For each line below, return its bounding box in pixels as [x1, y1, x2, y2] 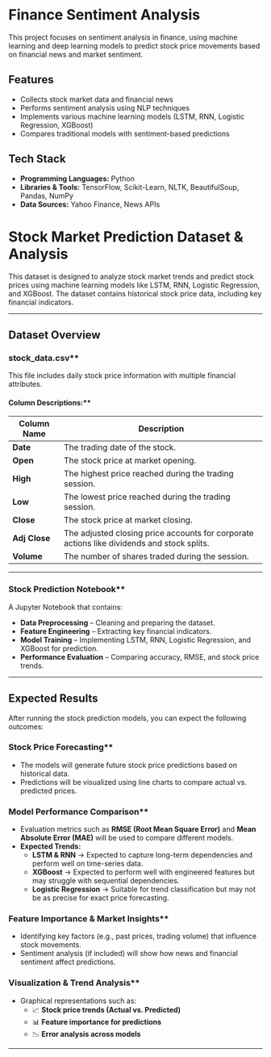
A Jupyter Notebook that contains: [8, 602, 123, 611]
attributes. [8, 380, 43, 389]
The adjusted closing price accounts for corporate [64, 527, 254, 539]
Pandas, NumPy [19, 191, 74, 200]
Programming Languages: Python [19, 174, 135, 183]
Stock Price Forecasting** [8, 741, 114, 753]
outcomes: [8, 721, 44, 732]
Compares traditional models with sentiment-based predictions [19, 128, 230, 138]
